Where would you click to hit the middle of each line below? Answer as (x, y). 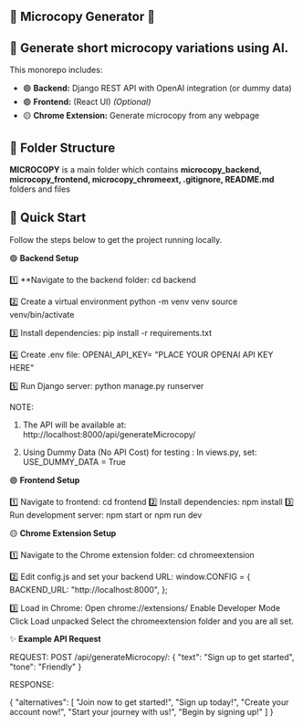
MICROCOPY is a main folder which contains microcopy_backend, (136, 170)
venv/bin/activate (42, 314)
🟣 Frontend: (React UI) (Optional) (87, 102)
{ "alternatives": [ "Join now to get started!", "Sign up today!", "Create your (149, 702)
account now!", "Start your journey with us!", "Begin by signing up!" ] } (141, 711)
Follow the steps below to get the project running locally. (116, 239)
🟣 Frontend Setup (45, 479)
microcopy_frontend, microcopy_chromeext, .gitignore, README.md (142, 180)
